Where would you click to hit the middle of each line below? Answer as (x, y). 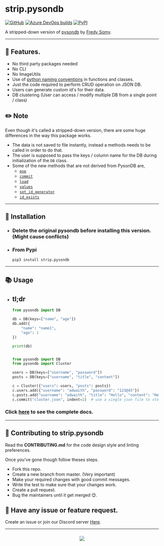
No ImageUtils (26, 74)
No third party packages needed (45, 63)
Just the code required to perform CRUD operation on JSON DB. (77, 84)
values (26, 187)
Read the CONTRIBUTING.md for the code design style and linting (72, 445)
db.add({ (21, 324)
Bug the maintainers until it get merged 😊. (55, 495)
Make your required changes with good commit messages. (71, 479)
